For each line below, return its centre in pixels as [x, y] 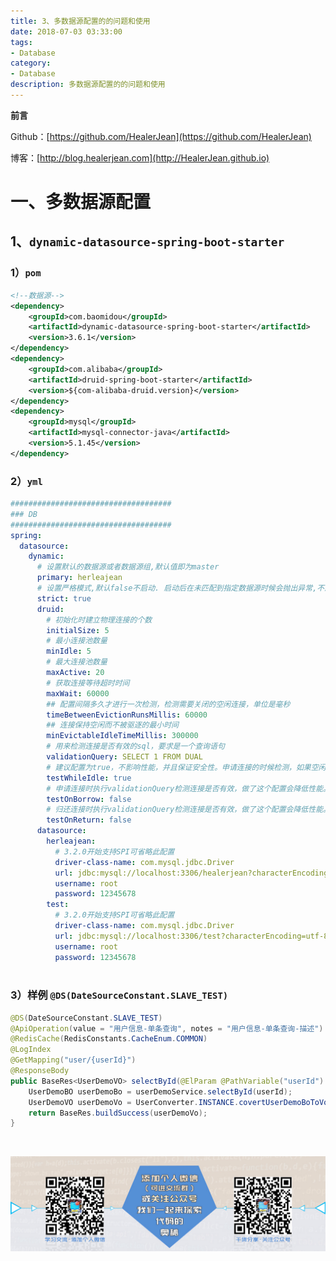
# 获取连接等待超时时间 [88, 683]
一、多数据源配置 [81, 202]
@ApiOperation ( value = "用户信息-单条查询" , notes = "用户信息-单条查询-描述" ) [167, 1028]
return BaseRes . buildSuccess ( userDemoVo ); [118, 1113]
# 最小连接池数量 [77, 641]
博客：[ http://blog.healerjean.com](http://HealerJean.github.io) [140, 157]
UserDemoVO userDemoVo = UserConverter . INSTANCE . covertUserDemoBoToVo [178, 1102]
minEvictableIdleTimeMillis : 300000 [122, 736]
